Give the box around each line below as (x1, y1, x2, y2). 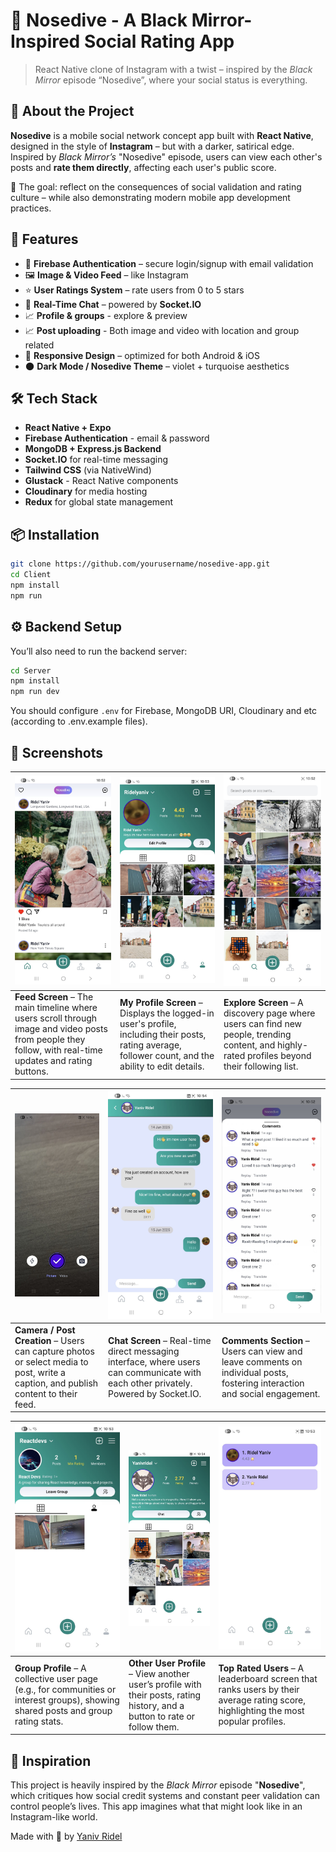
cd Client (10, 570, 52, 580)
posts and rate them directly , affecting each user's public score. (10, 161, 277, 173)
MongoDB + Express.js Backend (24, 443, 162, 455)
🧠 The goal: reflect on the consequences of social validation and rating (10, 180, 302, 193)
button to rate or (128, 1710, 196, 1722)
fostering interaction (221, 1377, 305, 1389)
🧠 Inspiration (10, 1752, 92, 1769)
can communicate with (108, 1366, 202, 1378)
